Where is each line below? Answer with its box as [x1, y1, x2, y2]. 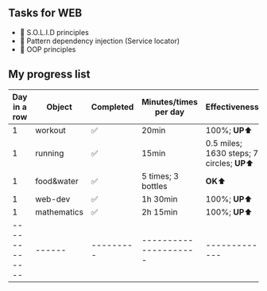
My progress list [8, 68, 91, 81]
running [35, 147, 64, 159]
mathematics [35, 206, 83, 218]
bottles [141, 180, 168, 191]
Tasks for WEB [8, 6, 83, 20]
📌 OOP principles [19, 44, 76, 54]
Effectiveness [205, 101, 260, 112]
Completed [91, 101, 134, 112]
